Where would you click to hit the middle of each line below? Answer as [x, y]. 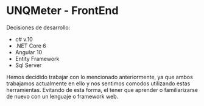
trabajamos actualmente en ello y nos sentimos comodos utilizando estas [98, 83]
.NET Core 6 [31, 46]
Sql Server [28, 65]
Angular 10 [29, 52]
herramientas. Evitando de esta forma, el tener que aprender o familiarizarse [102, 90]
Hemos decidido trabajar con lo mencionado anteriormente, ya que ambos [100, 77]
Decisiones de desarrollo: [38, 27]
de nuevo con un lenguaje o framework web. [62, 96]
